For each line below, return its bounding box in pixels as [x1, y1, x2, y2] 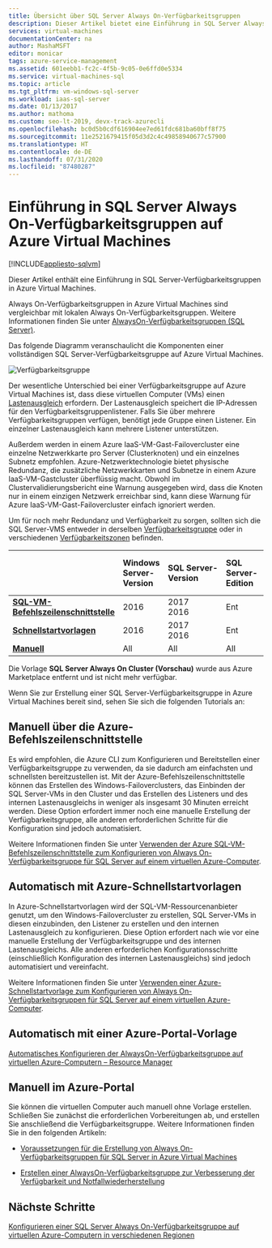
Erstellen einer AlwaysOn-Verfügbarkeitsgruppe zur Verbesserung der [19, 1168, 255, 1177]
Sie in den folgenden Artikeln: [8, 1128, 107, 1138]
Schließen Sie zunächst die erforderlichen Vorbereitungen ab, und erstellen [8, 1111, 260, 1121]
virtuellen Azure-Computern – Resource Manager [8, 1056, 173, 1067]
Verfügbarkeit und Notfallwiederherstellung [19, 1177, 165, 1186]
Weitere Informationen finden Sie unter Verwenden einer [8, 977, 197, 987]
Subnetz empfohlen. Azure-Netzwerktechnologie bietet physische [8, 457, 229, 467]
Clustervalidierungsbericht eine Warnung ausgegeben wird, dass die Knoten [8, 483, 263, 493]
